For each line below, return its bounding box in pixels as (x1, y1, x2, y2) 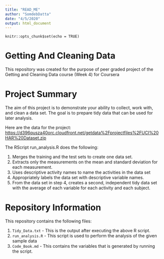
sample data (12, 238, 38, 244)
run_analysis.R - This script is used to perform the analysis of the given (12, 233, 157, 239)
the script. (12, 248, 33, 254)
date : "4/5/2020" (5, 16, 41, 21)
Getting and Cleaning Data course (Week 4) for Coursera (5, 72, 120, 78)
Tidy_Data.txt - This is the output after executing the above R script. (12, 228, 150, 234)
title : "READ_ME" (5, 7, 41, 12)
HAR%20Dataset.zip (5, 135, 46, 141)
